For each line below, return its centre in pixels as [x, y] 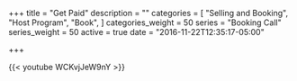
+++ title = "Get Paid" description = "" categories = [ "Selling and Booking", [148, 13]
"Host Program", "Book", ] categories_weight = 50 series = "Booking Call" [145, 22]
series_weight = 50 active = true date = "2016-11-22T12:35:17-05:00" [136, 32]
